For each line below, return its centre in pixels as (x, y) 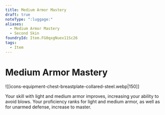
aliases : (14, 24)
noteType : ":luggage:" (29, 19)
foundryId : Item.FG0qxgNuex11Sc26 (42, 38)
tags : (11, 43)
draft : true (18, 15)
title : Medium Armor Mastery (36, 10)
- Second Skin (24, 33)
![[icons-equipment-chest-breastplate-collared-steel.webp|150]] (72, 86)
